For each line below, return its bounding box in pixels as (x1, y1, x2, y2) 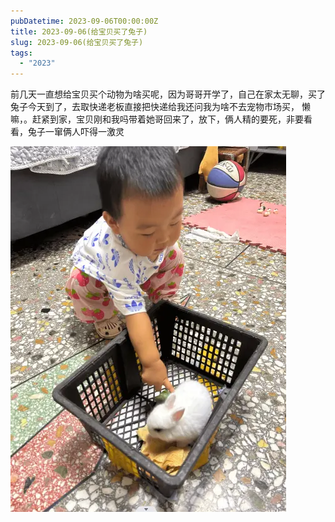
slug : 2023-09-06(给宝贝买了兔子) (10, 37, 144, 47)
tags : (10, 48, 33, 58)
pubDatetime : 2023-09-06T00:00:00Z (10, 16, 159, 26)
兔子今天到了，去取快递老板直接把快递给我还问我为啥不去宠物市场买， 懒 (10, 101, 311, 113)
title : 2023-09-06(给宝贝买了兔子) (10, 26, 148, 37)
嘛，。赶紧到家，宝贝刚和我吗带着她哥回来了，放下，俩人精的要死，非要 (10, 113, 304, 125)
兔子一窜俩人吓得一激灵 (27, 126, 125, 138)
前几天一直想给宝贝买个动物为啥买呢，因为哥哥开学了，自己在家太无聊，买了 (10, 88, 326, 100)
